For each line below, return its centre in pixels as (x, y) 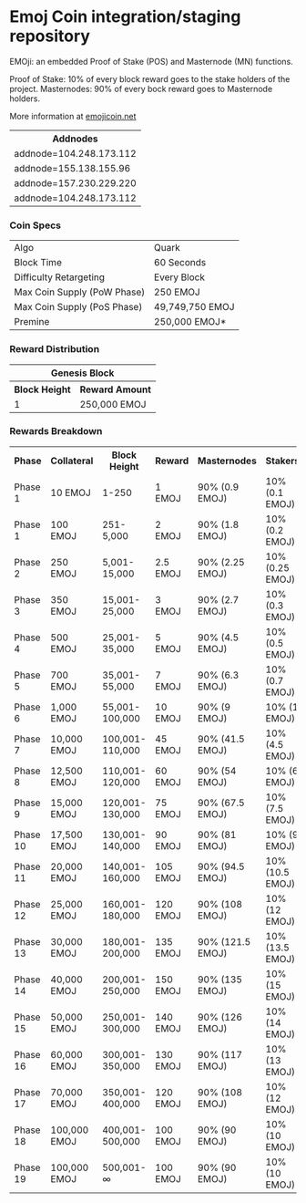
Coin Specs (36, 225)
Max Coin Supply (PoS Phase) (78, 307)
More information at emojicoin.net (73, 116)
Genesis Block (82, 373)
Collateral (72, 461)
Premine (32, 322)
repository (50, 36)
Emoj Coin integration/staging (125, 17)
